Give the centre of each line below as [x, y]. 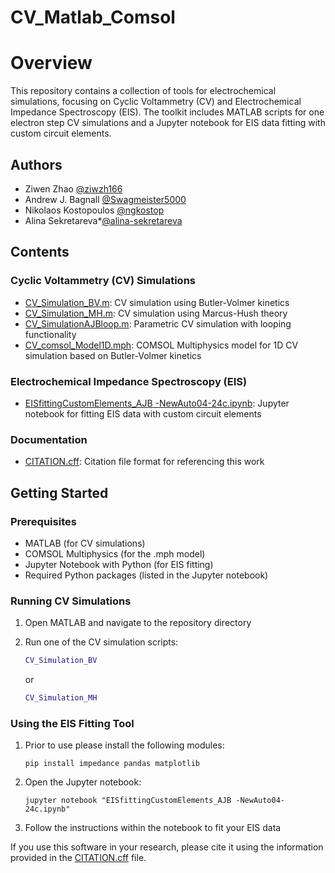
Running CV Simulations [71, 601]
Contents [40, 252]
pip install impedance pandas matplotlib [112, 764]
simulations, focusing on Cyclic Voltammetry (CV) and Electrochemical [156, 102]
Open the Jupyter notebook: [83, 782]
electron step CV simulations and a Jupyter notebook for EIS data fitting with [168, 123]
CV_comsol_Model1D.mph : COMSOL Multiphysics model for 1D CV [161, 345]
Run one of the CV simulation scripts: [101, 642]
